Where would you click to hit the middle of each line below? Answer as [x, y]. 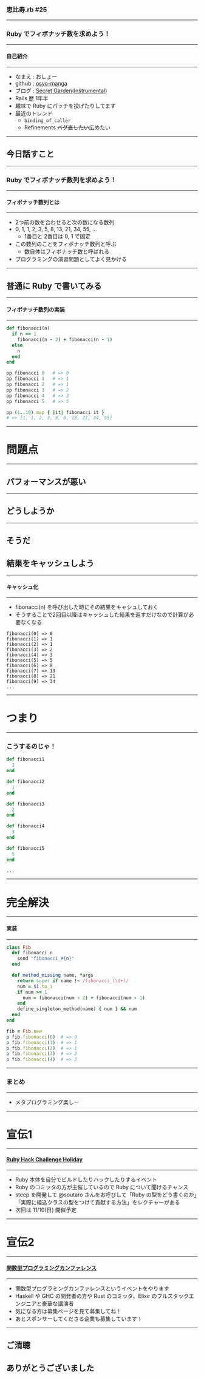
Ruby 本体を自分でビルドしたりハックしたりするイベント [86, 1179]
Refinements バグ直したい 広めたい [67, 127]
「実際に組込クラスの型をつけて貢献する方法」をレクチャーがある [97, 1202]
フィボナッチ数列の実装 [36, 309]
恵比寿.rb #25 [27, 9]
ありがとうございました [50, 1368]
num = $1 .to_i [35, 986]
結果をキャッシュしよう [50, 563]
